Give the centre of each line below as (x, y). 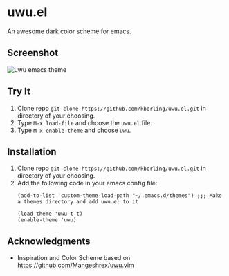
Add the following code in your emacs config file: (87, 183)
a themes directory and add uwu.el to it (77, 202)
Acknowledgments (49, 241)
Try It (19, 92)
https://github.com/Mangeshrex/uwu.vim (76, 265)
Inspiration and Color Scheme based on (74, 258)
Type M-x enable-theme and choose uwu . (74, 130)
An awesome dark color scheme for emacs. (69, 31)
